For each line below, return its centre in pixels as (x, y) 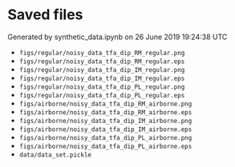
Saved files (45, 15)
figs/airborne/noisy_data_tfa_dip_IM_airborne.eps (105, 129)
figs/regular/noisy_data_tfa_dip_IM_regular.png (102, 70)
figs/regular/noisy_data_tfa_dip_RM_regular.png (102, 53)
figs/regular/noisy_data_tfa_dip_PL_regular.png (102, 87)
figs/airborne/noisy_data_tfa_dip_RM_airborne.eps (105, 112)
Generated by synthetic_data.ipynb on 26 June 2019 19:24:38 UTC (118, 37)
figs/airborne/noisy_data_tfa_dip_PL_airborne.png (105, 137)
